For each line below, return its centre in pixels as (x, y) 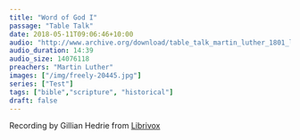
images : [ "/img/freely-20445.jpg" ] (75, 76)
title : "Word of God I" (54, 17)
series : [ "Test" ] (42, 84)
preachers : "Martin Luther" (62, 68)
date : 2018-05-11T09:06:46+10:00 (71, 34)
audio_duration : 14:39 (51, 51)
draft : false (33, 100)
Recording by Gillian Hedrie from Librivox (85, 126)
